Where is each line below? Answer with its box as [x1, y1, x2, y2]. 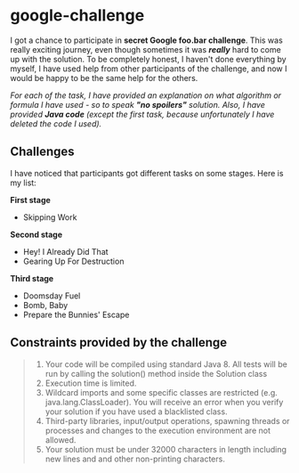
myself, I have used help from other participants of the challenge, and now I [10, 63, 287, 74]
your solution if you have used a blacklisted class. [44, 406, 228, 417]
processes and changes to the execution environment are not [44, 425, 271, 436]
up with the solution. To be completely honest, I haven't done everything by [10, 53, 287, 64]
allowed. [44, 434, 77, 445]
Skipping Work [22, 211, 77, 223]
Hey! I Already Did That [22, 246, 109, 257]
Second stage [10, 229, 63, 240]
